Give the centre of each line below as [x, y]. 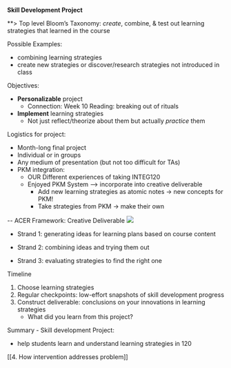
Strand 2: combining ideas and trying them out [83, 247]
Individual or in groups [49, 155]
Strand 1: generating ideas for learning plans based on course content [116, 234]
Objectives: [23, 85]
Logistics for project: [37, 134]
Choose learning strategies [56, 287]
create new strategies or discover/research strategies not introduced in [118, 65]
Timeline [20, 274]
